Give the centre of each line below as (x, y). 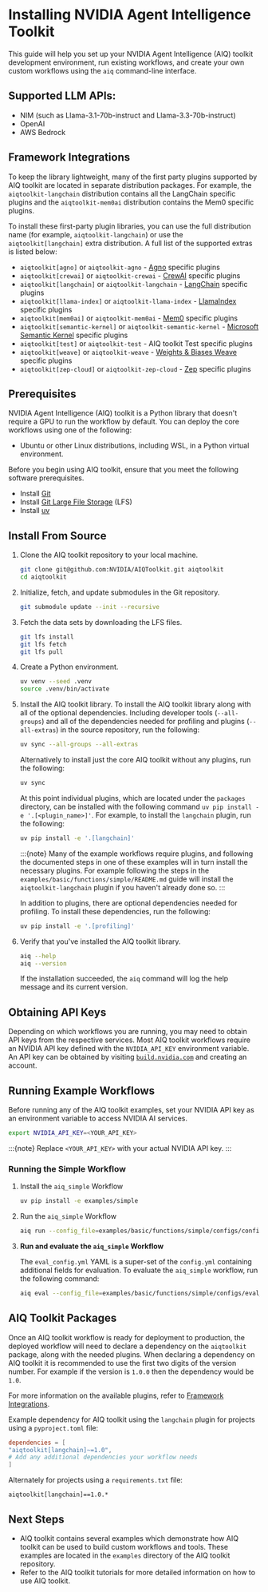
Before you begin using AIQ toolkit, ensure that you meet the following (124, 470)
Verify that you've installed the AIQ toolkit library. (100, 941)
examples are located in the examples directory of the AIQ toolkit (125, 1555)
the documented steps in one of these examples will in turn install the (134, 862)
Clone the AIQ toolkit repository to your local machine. (109, 555)
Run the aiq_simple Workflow (68, 1216)
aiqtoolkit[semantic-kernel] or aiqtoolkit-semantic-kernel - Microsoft (139, 326)
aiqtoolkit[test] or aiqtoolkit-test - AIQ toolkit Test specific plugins (136, 343)
